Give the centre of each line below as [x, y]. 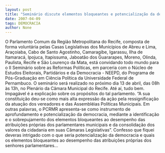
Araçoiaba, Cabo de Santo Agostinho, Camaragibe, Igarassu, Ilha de [74, 52]
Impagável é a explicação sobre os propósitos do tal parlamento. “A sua [78, 94]
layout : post [18, 10]
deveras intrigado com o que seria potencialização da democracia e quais [80, 135]
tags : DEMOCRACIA [23, 23]
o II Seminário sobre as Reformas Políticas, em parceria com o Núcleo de [79, 68]
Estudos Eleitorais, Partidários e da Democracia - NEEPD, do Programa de [80, 73]
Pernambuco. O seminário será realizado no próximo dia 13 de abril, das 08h [82, 83]
